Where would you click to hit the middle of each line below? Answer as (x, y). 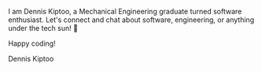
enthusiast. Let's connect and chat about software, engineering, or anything (131, 20)
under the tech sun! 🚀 (43, 28)
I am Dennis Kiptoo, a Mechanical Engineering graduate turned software (125, 11)
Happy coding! (32, 43)
